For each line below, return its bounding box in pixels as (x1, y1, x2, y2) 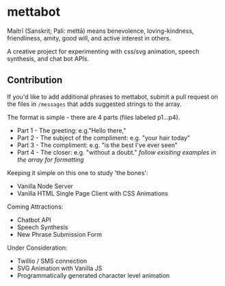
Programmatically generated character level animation (16, 271, 170, 279)
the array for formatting (16, 155, 84, 164)
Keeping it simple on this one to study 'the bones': (7, 168, 148, 177)
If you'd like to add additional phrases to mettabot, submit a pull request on (7, 92, 219, 101)
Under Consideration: (7, 244, 68, 252)
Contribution (7, 75, 63, 86)
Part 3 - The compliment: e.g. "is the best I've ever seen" (16, 141, 178, 149)
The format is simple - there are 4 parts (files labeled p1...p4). (7, 113, 181, 121)
